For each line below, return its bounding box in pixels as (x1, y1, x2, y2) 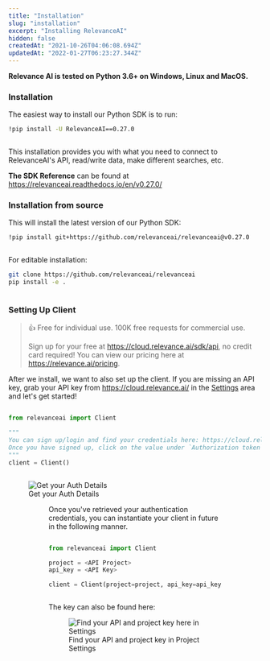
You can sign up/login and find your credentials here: (8, 436, 199, 444)
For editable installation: (8, 255, 88, 265)
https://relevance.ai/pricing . (27, 359, 121, 369)
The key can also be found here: (48, 602, 156, 612)
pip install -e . (8, 279, 67, 287)
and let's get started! (8, 391, 78, 401)
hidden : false (8, 34, 56, 43)
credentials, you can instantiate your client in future (48, 513, 219, 523)
